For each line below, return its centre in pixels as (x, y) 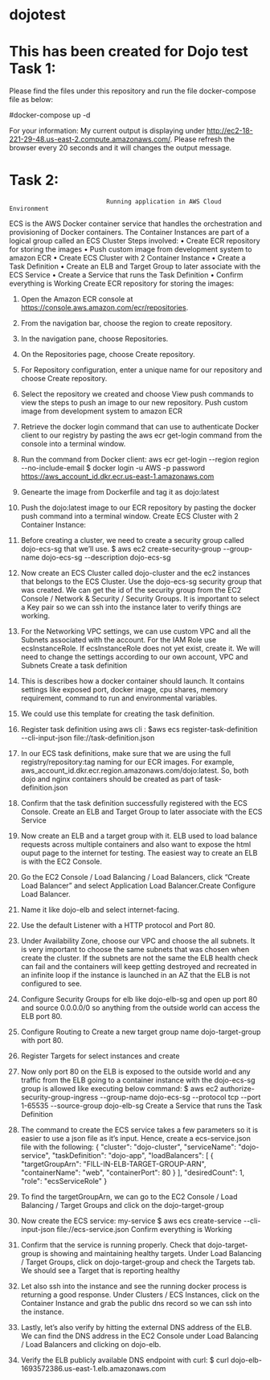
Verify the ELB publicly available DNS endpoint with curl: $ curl (125, 1360)
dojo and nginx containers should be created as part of (112, 779)
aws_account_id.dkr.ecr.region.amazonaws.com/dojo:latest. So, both (135, 770)
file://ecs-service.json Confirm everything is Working (144, 1230)
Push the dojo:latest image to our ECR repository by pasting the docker (138, 507)
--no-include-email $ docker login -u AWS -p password (113, 468)
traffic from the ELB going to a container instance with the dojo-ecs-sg (138, 1080)
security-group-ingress (59, 1097)
